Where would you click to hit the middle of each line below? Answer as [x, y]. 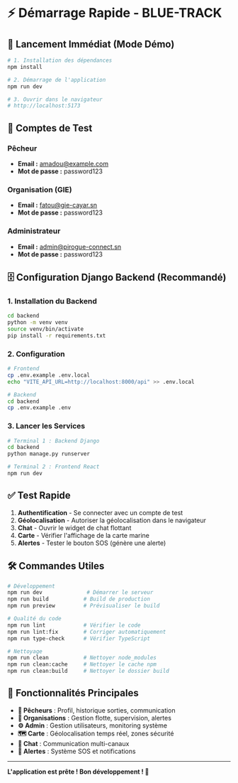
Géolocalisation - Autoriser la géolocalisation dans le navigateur [112, 520]
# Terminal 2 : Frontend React [53, 467]
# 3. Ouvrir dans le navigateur [55, 99]
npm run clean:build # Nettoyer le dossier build [89, 671]
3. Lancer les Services [46, 426]
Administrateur [34, 231]
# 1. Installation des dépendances [60, 60]
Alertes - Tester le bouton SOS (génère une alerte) [92, 543]
